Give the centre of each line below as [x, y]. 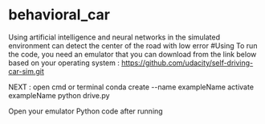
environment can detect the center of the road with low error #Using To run [133, 45]
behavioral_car [59, 15]
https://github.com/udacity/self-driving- [188, 63]
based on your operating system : [64, 63]
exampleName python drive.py [59, 95]
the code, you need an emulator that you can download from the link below [132, 54]
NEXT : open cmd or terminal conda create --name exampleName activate [131, 87]
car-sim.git [26, 71]
